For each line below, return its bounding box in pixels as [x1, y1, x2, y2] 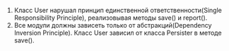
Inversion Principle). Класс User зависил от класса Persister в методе [13, 28, 222, 37]
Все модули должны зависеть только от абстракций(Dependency [13, 21, 212, 29]
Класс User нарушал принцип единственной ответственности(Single [13, 6, 223, 14]
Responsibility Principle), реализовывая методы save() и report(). [13, 13, 208, 22]
